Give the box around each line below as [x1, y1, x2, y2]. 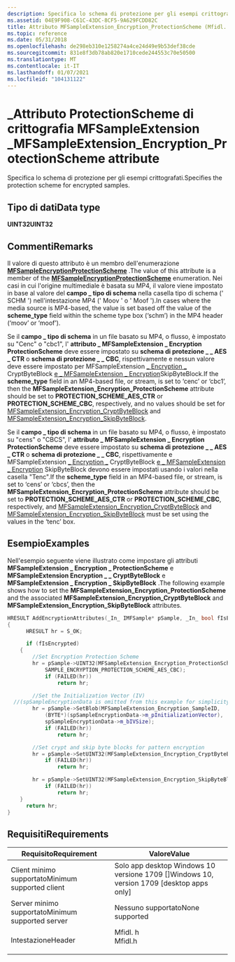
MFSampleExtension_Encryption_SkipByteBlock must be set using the [7, 509, 209, 518]
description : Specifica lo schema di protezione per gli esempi [7, 10, 199, 18]
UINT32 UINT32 [7, 220, 54, 229]
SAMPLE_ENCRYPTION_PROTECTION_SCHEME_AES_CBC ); [44, 666, 187, 674]
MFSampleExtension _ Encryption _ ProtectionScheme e [7, 563, 174, 572]
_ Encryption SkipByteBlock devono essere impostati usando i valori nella [7, 465, 218, 474]
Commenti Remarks [7, 240, 93, 253]
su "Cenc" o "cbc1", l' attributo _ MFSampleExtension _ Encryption [7, 340, 202, 348]
